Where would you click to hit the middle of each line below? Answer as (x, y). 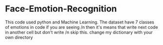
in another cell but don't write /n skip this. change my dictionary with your (79, 32)
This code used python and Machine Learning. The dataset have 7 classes (80, 22)
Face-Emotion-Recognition (61, 9)
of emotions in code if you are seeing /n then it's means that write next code (81, 27)
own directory (19, 37)
